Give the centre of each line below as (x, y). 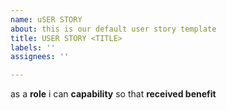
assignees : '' (40, 57)
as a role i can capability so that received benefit (113, 94)
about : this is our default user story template (113, 29)
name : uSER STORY (46, 19)
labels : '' (33, 47)
